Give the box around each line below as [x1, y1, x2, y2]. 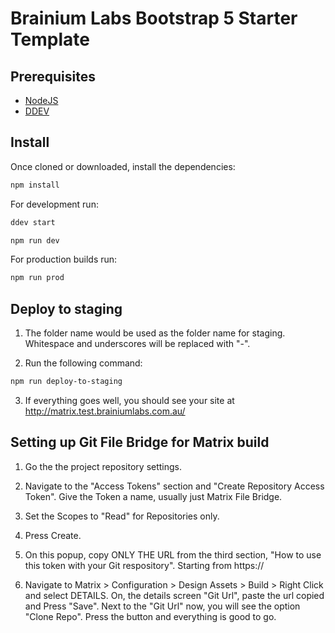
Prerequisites [10, 68, 96, 85]
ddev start [10, 217, 56, 227]
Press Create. [24, 529, 82, 541]
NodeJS [24, 95, 59, 106]
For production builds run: [10, 253, 118, 266]
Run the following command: [24, 357, 143, 369]
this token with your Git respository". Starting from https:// [24, 559, 265, 571]
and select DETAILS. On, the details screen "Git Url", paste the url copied [24, 589, 325, 601]
